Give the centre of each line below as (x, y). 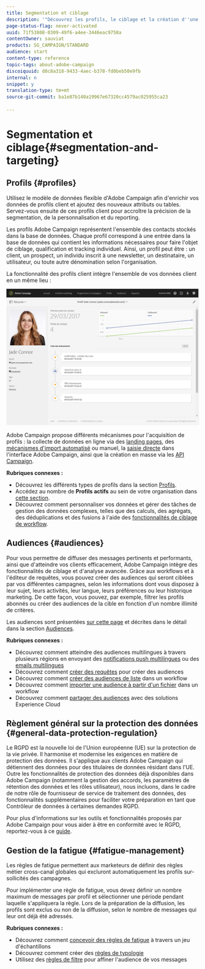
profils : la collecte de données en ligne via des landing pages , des (90, 441)
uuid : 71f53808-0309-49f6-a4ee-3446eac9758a (64, 32)
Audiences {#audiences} (55, 543)
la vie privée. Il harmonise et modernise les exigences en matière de (92, 754)
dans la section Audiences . (40, 628)
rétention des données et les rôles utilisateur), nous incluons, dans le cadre (101, 787)
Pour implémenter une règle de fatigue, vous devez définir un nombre (94, 890)
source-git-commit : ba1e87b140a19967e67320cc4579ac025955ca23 (87, 97)
